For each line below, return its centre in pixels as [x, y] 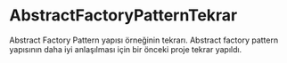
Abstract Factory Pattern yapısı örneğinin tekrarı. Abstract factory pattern [144, 40]
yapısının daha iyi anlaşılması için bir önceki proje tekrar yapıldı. [126, 49]
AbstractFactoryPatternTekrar [123, 16]
